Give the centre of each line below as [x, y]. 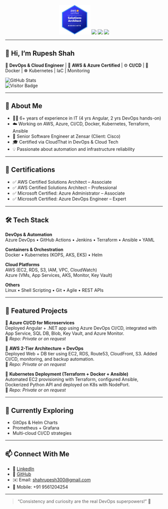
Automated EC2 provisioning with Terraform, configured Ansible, [72, 379]
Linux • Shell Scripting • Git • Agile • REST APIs [54, 290]
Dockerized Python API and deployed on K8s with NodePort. [67, 385]
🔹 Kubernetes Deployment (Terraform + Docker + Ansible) [67, 374]
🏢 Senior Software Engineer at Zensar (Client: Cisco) [66, 136]
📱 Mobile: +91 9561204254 [40, 487]
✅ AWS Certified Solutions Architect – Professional [65, 187]
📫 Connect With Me [37, 454]
